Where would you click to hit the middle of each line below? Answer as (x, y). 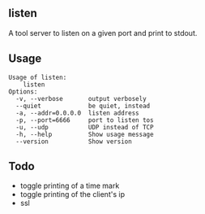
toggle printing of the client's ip (73, 194)
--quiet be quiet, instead (83, 106)
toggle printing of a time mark (70, 186)
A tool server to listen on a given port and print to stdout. (103, 33)
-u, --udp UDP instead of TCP (85, 127)
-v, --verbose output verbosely (81, 98)
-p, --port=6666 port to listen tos (85, 120)
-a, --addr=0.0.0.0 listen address (77, 113)
